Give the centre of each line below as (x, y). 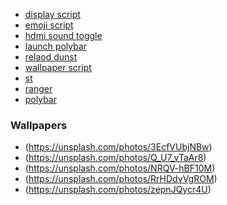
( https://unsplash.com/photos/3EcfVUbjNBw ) (118, 147)
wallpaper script (58, 67)
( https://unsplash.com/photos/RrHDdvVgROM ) (121, 179)
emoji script (49, 25)
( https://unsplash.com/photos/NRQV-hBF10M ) (120, 168)
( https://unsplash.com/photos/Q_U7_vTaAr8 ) (115, 158)
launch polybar (56, 46)
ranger (38, 88)
